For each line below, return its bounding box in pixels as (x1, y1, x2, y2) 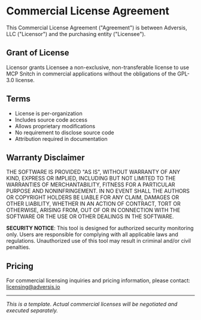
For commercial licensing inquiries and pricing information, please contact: (6, 277, 190, 284)
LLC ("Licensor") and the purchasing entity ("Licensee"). (6, 30, 146, 37)
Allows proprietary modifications (14, 122, 96, 129)
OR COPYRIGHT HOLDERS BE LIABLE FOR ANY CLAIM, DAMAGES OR (6, 194, 179, 201)
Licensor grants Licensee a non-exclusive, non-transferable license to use (6, 64, 190, 71)
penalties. (6, 244, 31, 251)
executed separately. (6, 307, 58, 314)
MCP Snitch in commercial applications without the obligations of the (6, 70, 176, 77)
